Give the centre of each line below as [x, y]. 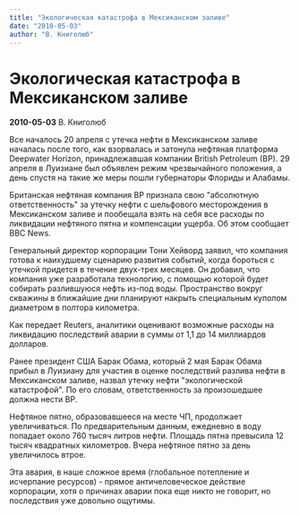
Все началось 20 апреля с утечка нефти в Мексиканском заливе [133, 140]
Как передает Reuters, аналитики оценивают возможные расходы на [142, 325]
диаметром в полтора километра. [75, 308]
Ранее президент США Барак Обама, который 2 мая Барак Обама [136, 361]
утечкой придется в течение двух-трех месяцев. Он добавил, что [135, 270]
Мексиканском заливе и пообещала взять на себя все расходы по [137, 214]
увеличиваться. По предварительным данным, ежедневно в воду [136, 426]
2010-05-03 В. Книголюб [58, 123]
